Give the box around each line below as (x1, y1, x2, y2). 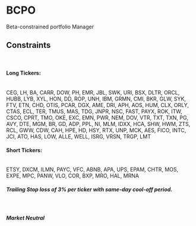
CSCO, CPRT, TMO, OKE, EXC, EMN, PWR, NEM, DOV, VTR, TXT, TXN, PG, (6, 114, 189, 121)
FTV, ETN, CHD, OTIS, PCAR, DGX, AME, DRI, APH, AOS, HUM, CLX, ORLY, (6, 101, 189, 108)
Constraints (6, 40, 51, 50)
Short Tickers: (6, 146, 43, 154)
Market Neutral (6, 214, 45, 221)
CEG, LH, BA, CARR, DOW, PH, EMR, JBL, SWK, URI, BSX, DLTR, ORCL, (6, 89, 180, 96)
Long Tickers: (6, 69, 42, 77)
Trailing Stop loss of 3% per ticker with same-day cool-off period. (6, 186, 173, 193)
